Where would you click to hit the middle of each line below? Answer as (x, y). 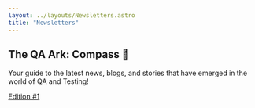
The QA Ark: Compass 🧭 (68, 54)
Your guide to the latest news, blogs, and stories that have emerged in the (128, 73)
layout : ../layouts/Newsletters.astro (72, 15)
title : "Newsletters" (44, 23)
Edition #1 (24, 97)
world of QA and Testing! (48, 81)
